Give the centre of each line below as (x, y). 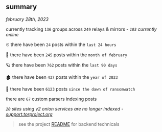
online (12, 34)
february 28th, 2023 (27, 19)
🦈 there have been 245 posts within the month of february (66, 55)
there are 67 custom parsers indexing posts (51, 99)
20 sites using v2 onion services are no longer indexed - (65, 108)
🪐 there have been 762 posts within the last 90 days (62, 65)
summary (21, 7)
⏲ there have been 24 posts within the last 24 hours (61, 45)
